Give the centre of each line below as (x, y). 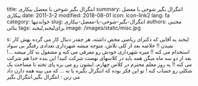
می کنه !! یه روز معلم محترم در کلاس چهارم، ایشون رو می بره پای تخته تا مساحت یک (99, 64)
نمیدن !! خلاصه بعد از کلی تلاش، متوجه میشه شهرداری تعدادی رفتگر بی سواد (90, 45)
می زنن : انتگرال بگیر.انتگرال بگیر (43, 77)
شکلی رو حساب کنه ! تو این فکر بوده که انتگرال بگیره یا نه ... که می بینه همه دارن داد (100, 70)
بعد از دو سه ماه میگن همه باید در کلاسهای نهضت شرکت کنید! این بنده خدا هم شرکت (99, 58)
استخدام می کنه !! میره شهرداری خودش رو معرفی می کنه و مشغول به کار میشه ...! (98, 52)
